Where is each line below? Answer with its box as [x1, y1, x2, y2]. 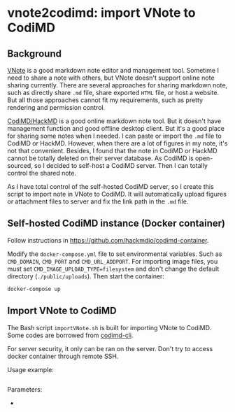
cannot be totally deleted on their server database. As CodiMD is [7, 154, 194, 162]
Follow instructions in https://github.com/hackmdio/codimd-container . [7, 236, 209, 244]
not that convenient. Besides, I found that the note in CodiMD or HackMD [7, 147, 218, 155]
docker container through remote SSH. [7, 352, 119, 360]
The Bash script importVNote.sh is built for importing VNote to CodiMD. [7, 323, 212, 332]
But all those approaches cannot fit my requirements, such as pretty [7, 96, 204, 104]
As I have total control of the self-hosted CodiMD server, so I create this [7, 183, 215, 190]
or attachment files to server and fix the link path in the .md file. [7, 197, 189, 206]
